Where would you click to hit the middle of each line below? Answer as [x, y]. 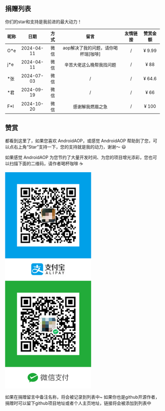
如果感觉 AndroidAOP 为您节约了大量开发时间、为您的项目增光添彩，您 [77, 157]
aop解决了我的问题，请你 [88, 48]
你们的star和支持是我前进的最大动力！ [43, 22]
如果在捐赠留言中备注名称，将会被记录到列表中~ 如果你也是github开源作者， [82, 397]
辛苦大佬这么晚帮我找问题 [90, 64]
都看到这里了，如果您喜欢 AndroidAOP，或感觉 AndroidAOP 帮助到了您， [79, 141]
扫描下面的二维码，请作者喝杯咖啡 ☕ [46, 163]
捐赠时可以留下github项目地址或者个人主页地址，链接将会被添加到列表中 [78, 403]
